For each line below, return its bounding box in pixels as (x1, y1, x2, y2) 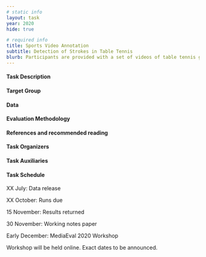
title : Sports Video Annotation (6, 43, 89, 49)
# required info (6, 37, 48, 43)
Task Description (6, 73, 51, 80)
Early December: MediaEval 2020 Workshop (6, 232, 118, 239)
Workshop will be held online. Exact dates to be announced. (6, 244, 158, 251)
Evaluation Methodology (6, 115, 71, 122)
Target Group (6, 87, 41, 94)
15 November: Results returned (6, 209, 85, 216)
